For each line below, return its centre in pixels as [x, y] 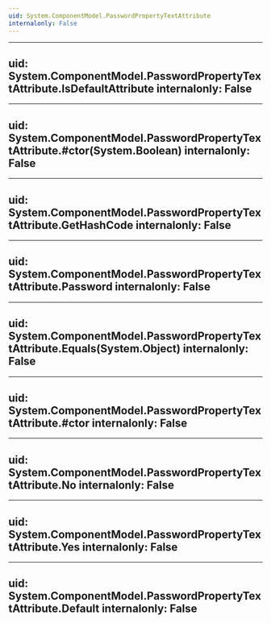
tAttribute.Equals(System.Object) [95, 349]
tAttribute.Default [54, 609]
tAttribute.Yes [44, 547]
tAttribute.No [42, 485]
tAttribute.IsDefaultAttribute [81, 88]
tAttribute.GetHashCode [71, 225]
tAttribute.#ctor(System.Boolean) [95, 150]
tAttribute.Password [60, 287]
